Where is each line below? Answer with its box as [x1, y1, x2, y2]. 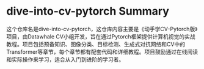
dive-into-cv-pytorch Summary [6, 4, 170, 18]
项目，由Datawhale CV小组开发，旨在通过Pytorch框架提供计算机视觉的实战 [6, 32, 195, 40]
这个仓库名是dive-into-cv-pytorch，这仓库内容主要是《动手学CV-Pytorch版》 [6, 25, 198, 32]
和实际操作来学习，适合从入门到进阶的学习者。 [6, 56, 124, 63]
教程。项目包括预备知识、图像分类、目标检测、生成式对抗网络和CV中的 [6, 40, 185, 48]
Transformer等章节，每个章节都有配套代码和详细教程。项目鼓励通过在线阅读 [6, 48, 199, 56]
